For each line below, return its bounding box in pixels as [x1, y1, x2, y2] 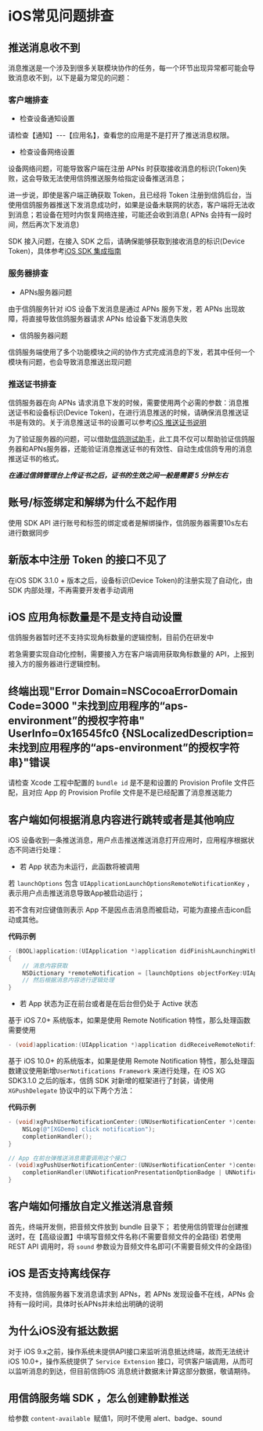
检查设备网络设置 [19, 147, 75, 157]
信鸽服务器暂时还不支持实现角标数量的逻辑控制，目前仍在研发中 [8, 633, 214, 642]
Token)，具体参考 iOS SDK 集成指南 [8, 247, 121, 256]
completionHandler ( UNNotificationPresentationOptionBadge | [22, 1169, 222, 1177]
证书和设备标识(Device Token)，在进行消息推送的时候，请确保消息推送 [14, 408, 243, 417]
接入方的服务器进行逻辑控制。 [8, 659, 104, 668]
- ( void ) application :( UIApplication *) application [8, 1041, 177, 1049]
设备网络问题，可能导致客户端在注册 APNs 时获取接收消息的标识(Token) [8, 164, 240, 174]
